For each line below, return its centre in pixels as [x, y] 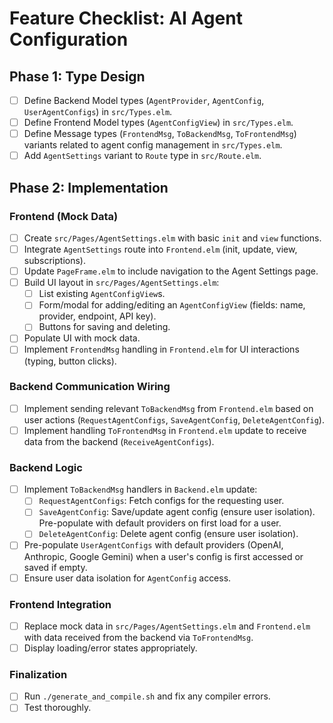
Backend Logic [46, 467]
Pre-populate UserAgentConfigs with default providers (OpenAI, [153, 545]
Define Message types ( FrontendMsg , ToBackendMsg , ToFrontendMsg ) [160, 134]
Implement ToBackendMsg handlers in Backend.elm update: [140, 489]
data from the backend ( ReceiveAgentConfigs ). [119, 441]
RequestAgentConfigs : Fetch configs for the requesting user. [161, 501]
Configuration [69, 39]
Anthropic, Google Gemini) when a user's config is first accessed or [163, 556]
